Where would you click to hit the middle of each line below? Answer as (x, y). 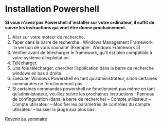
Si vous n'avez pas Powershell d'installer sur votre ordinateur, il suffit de (80, 22)
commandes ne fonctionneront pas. (48, 83)
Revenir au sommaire (26, 119)
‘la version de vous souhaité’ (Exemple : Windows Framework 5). (77, 47)
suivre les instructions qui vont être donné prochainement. (66, 27)
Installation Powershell (52, 9)
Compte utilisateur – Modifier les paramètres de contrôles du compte (81, 104)
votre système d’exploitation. (41, 57)
